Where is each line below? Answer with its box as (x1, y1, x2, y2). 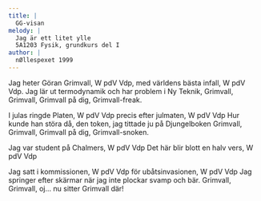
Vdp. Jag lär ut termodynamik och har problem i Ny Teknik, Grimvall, (8, 86, 234, 96)
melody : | (8, 26, 42, 34)
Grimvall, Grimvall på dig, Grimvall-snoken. (8, 127, 150, 136)
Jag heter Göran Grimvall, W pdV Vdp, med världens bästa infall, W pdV (8, 77, 246, 88)
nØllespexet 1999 (15, 57, 74, 65)
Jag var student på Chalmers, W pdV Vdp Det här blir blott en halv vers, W (8, 143, 254, 152)
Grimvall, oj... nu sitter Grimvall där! (8, 183, 124, 193)
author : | (8, 49, 42, 57)
